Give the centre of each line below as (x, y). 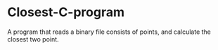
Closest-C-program (66, 12)
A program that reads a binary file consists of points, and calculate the (109, 32)
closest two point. (33, 39)
